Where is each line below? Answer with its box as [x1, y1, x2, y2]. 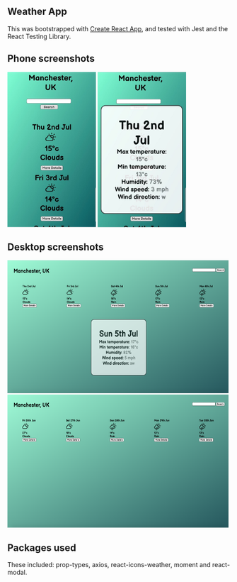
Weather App [7, 6, 67, 18]
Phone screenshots [7, 53, 96, 65]
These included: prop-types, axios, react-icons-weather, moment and [7, 561, 211, 569]
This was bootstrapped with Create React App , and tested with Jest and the [7, 24, 229, 33]
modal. [7, 568, 28, 577]
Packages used [7, 542, 76, 554]
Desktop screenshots [7, 241, 104, 253]
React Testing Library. [7, 32, 71, 40]
